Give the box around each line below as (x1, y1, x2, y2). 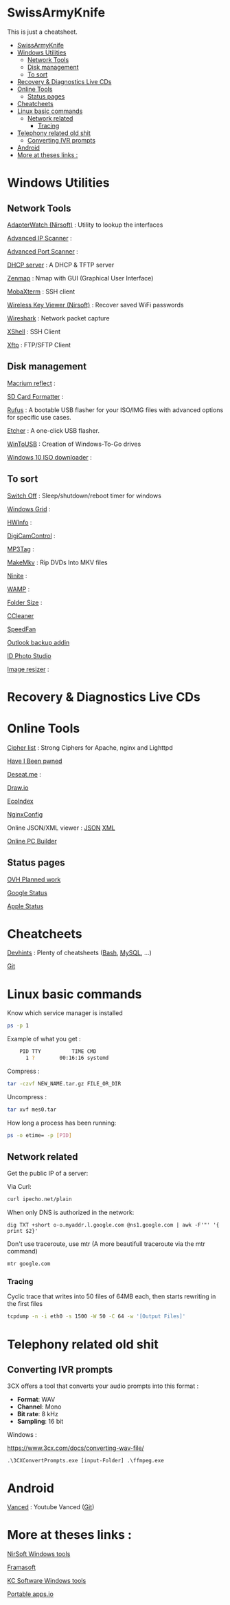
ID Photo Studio (7, 651, 51, 660)
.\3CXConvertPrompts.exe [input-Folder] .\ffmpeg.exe (7, 1458, 165, 1464)
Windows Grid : (7, 504, 51, 513)
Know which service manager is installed (7, 1009, 123, 1017)
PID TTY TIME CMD (19, 1048, 97, 1055)
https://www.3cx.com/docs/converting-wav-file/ (7, 1444, 144, 1452)
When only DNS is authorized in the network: (7, 1208, 135, 1217)
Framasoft (7, 1563, 36, 1572)
